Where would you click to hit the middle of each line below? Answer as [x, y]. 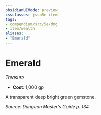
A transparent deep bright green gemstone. [51, 97]
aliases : [14, 33]
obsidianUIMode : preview [31, 10]
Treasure [15, 77]
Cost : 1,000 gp [28, 87]
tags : [11, 19]
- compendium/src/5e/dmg [31, 24]
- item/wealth [20, 29]
